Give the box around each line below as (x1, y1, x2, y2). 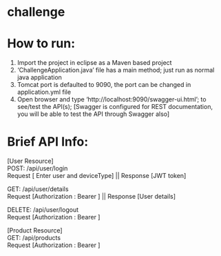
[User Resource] (7, 157, 54, 166)
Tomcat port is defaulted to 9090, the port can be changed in (17, 81, 191, 89)
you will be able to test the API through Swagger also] (17, 110, 170, 118)
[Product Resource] (7, 226, 63, 235)
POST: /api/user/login (7, 164, 68, 173)
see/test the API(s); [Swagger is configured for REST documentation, (17, 103, 213, 111)
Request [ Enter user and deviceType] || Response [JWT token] (7, 172, 187, 180)
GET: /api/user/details (7, 185, 69, 193)
